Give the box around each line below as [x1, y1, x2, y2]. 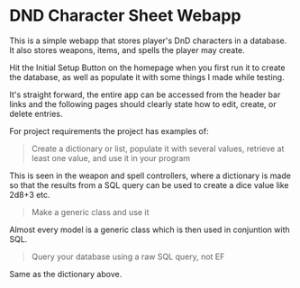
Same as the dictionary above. [9, 268, 123, 279]
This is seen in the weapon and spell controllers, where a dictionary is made [9, 170, 291, 181]
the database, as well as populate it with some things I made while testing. [9, 71, 286, 82]
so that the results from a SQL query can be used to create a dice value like [9, 179, 289, 190]
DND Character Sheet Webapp [9, 5, 241, 26]
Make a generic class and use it [31, 206, 150, 217]
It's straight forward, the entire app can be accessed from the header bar [9, 89, 281, 100]
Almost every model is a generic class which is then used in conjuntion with [9, 224, 290, 235]
